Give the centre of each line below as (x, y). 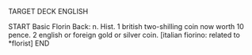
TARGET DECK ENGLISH (48, 11)
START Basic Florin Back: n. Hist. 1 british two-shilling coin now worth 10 (126, 26)
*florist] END (29, 43)
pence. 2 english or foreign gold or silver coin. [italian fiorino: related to (124, 35)
